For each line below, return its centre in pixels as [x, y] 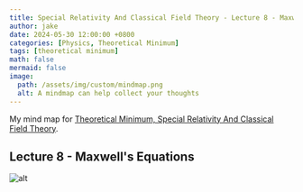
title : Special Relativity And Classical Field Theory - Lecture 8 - [143, 18]
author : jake [34, 26]
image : [22, 77]
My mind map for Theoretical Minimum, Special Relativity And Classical [142, 119]
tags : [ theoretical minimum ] [64, 51]
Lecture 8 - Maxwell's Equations [102, 156]
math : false [32, 59]
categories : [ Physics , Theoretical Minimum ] [94, 43]
